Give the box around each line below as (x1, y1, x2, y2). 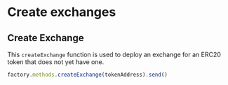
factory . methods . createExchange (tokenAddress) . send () (7, 71, 168, 78)
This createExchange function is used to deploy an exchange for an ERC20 (7, 50, 221, 59)
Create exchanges (7, 4, 116, 20)
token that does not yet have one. (7, 58, 105, 66)
